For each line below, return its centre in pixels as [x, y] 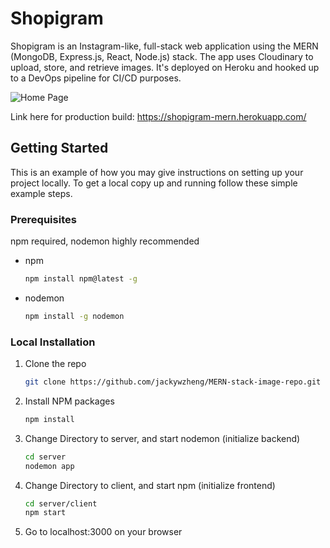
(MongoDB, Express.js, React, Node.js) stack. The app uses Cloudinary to [162, 56]
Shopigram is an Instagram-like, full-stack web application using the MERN [164, 46]
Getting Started [59, 148]
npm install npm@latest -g [81, 279]
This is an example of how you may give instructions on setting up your [157, 172]
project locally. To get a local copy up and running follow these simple [154, 183]
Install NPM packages [69, 401]
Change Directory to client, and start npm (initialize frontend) [150, 485]
